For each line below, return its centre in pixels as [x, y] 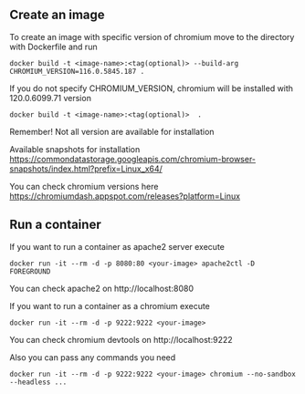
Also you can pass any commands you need [93, 357]
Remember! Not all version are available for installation [112, 131]
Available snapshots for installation [75, 149]
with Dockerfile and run [53, 47]
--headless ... [38, 382]
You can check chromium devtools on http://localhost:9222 [121, 339]
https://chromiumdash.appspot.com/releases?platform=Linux [125, 196]
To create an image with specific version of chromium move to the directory [152, 36]
